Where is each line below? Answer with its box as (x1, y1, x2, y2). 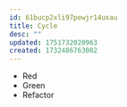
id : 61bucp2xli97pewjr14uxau (9, 12, 118, 22)
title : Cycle (9, 21, 58, 30)
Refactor (21, 90, 55, 101)
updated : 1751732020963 (9, 37, 98, 47)
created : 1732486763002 (9, 46, 98, 55)
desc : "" (9, 29, 42, 38)
